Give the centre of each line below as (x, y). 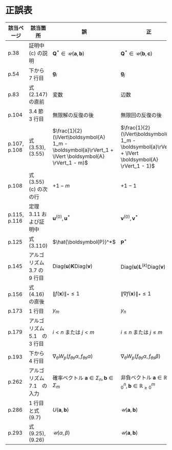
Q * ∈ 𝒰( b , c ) (136, 53)
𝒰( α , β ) (61, 433)
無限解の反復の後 (73, 115)
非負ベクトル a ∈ (141, 377)
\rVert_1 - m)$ (70, 162)
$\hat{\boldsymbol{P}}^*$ (84, 242)
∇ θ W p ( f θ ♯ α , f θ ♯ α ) (73, 357)
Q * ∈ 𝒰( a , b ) (68, 53)
